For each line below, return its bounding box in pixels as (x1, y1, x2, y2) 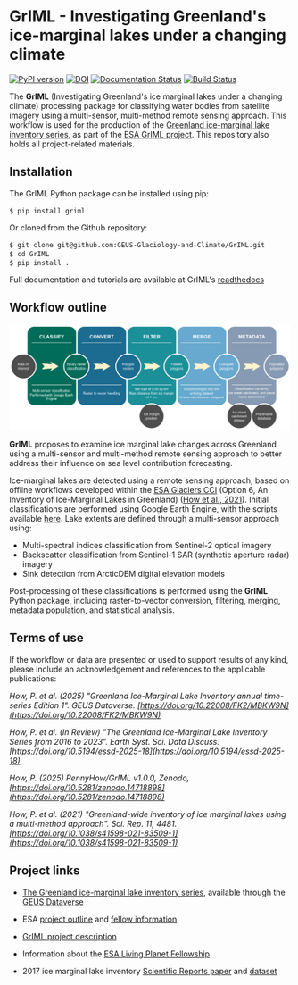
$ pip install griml (9, 206, 87, 215)
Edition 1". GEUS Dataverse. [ (33, 699, 141, 711)
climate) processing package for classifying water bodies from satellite (9, 100, 270, 111)
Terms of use (9, 630, 85, 646)
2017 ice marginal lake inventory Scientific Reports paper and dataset (21, 965, 277, 976)
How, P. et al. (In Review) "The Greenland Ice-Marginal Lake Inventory (9, 726, 268, 738)
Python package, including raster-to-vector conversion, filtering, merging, (9, 596, 281, 606)
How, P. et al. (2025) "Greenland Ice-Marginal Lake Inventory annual (9, 690, 263, 701)
